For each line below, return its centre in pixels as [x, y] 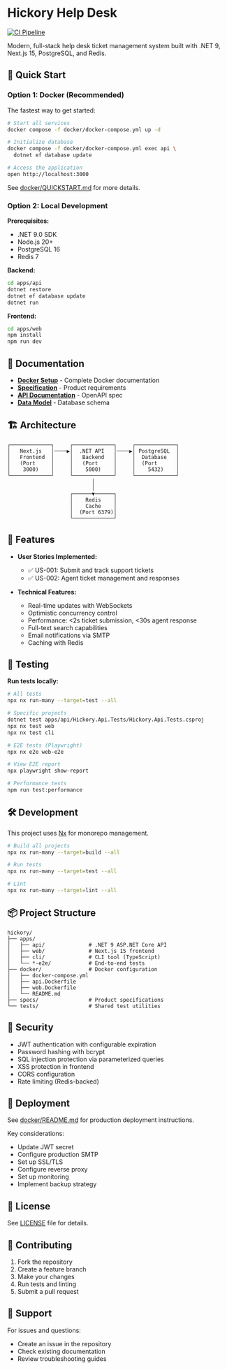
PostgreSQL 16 [39, 249]
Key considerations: [36, 1134]
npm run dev [24, 342]
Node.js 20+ [35, 242]
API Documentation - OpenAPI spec [70, 395]
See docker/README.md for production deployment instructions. [101, 1120]
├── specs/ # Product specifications [86, 1000]
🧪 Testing [28, 664]
